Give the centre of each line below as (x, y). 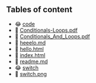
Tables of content (39, 10)
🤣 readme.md (31, 61)
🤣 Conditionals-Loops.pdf (46, 30)
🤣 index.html (30, 55)
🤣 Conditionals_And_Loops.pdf (52, 36)
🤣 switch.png (31, 74)
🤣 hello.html (29, 49)
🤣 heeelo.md (30, 42)
